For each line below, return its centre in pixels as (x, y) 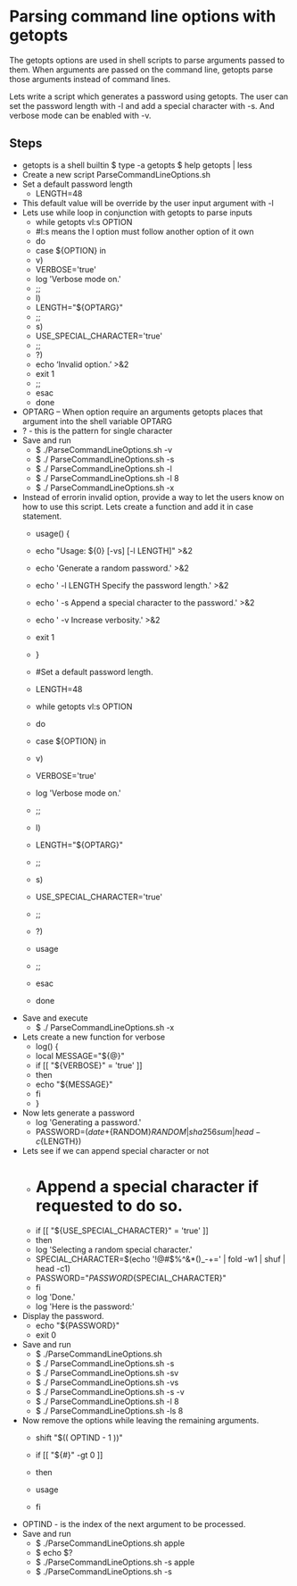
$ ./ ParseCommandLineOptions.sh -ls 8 (109, 1411)
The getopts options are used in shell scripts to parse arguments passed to (147, 60)
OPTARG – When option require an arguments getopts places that (142, 412)
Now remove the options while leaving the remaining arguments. (140, 1420)
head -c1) (53, 1268)
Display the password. (63, 1315)
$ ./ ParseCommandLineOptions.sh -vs (107, 1382)
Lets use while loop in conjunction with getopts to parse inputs (137, 213)
